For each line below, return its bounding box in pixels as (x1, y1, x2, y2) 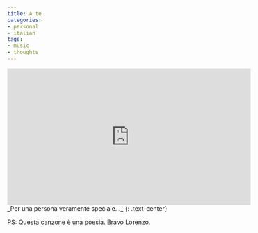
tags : (7, 36, 23, 43)
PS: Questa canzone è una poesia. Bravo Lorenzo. (7, 218, 151, 226)
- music (7, 42, 30, 49)
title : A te (7, 10, 42, 17)
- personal (7, 23, 39, 30)
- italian (7, 29, 36, 37)
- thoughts (7, 49, 39, 56)
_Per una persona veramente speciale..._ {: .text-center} (7, 204, 168, 212)
